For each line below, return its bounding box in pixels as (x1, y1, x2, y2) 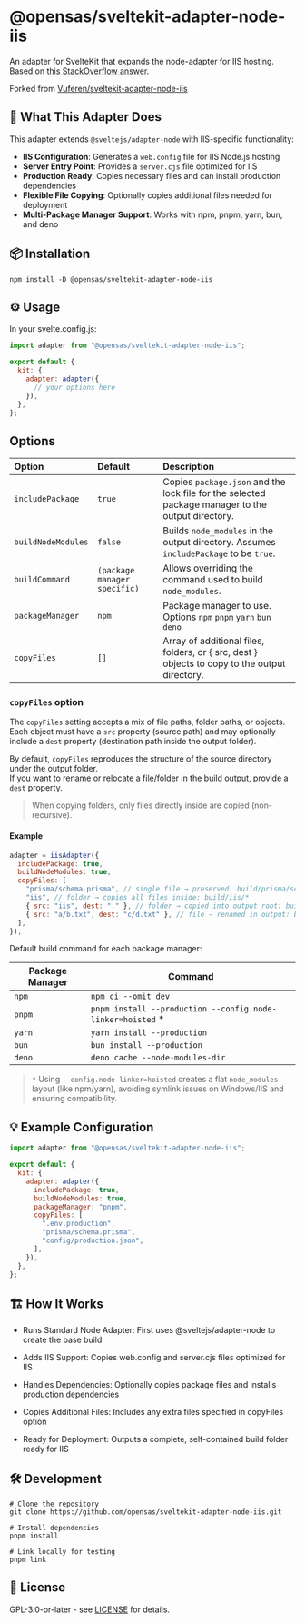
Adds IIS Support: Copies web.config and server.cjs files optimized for (22, 1352, 286, 1363)
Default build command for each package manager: (9, 943, 202, 954)
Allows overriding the (162, 562, 254, 574)
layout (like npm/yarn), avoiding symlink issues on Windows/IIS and (31, 1083, 284, 1094)
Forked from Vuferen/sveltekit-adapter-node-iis (9, 83, 188, 94)
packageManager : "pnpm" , (33, 1202, 128, 1211)
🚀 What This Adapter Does (9, 109, 162, 124)
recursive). (31, 810, 73, 821)
